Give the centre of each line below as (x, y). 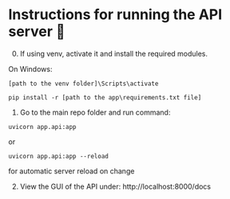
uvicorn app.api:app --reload (59, 156)
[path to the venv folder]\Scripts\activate (83, 84)
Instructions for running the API (115, 15)
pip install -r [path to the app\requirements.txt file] (105, 97)
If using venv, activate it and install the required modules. (114, 53)
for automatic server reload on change (71, 171)
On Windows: (30, 68)
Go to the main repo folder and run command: (95, 112)
